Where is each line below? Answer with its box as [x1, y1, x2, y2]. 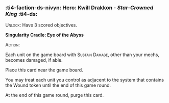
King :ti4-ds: [5, 10, 38, 17]
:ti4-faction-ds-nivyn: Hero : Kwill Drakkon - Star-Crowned [5, 4, 154, 11]
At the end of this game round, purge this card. [5, 92, 104, 98]
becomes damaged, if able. [5, 57, 63, 63]
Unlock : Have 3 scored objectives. [5, 22, 78, 28]
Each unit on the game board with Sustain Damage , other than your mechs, [5, 51, 160, 58]
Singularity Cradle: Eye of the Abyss [5, 32, 84, 38]
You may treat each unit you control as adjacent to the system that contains [5, 77, 164, 83]
